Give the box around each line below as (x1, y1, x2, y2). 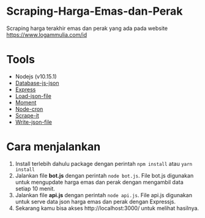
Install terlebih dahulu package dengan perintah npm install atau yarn (15, 160, 193, 167)
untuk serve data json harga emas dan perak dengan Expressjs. (15, 198, 176, 205)
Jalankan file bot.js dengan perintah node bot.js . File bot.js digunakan (15, 171, 194, 179)
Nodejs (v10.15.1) (15, 72, 57, 80)
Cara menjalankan (6, 140, 101, 154)
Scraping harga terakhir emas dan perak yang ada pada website (6, 24, 168, 32)
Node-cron (15, 105, 43, 113)
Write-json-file (15, 118, 52, 126)
